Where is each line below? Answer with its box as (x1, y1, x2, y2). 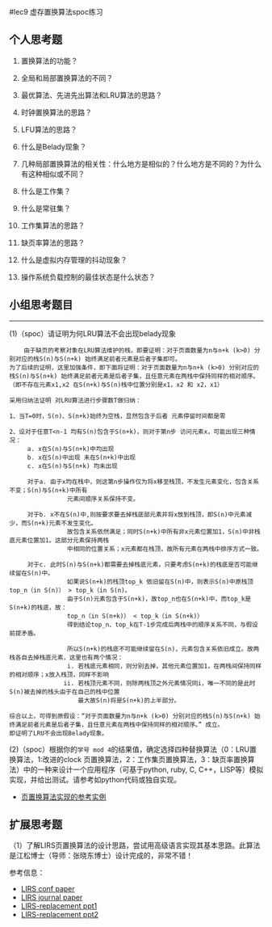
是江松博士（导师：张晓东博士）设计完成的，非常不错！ (9, 851, 193, 861)
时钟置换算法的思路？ (20, 107, 92, 117)
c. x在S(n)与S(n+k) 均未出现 (27, 461, 118, 470)
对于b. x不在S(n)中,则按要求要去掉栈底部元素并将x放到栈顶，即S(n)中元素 (27, 510, 246, 519)
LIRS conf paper (20, 884, 75, 894)
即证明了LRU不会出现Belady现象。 (9, 729, 108, 737)
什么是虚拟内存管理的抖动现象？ (20, 255, 128, 264)
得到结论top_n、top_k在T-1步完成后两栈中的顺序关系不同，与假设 (66, 621, 258, 629)
